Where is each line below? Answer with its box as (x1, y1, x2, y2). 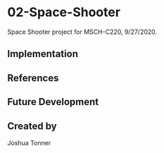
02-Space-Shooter (7, 4, 121, 20)
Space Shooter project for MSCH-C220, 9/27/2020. (7, 27, 158, 36)
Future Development (7, 96, 99, 108)
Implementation (7, 48, 79, 60)
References (7, 72, 59, 84)
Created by (7, 120, 58, 132)
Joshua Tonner (7, 138, 51, 147)
